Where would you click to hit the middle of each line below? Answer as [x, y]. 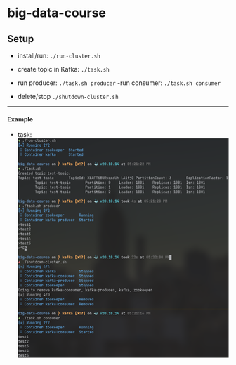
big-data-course [57, 13]
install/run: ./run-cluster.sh [59, 55]
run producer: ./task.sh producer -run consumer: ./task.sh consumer [119, 83]
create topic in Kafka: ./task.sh [64, 69]
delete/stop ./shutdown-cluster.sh [68, 97]
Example [20, 119]
